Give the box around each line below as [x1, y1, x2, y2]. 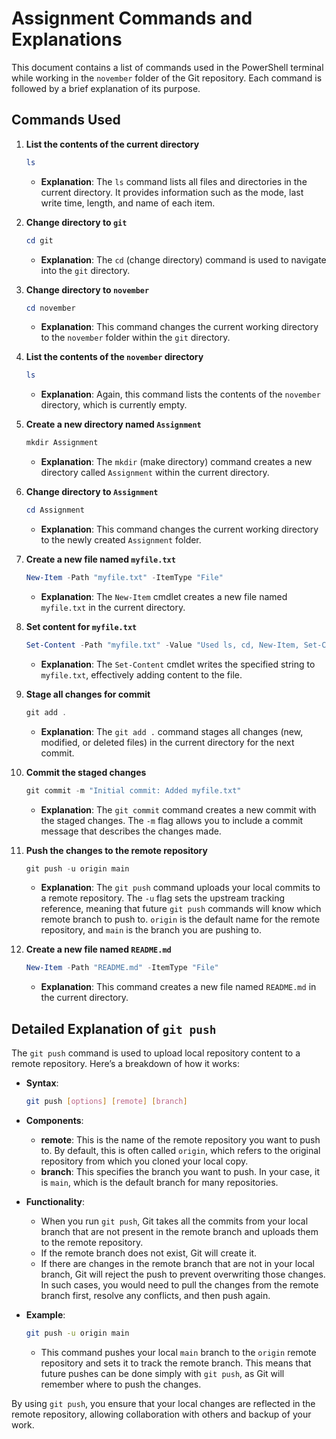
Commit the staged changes [25, 766, 147, 778]
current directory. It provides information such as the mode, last [40, 186, 304, 198]
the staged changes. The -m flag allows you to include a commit [40, 814, 304, 826]
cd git [25, 235, 54, 246]
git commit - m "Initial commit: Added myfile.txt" [25, 785, 242, 796]
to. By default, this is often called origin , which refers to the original [40, 1144, 321, 1156]
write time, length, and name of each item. [40, 197, 216, 209]
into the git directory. [40, 264, 131, 276]
